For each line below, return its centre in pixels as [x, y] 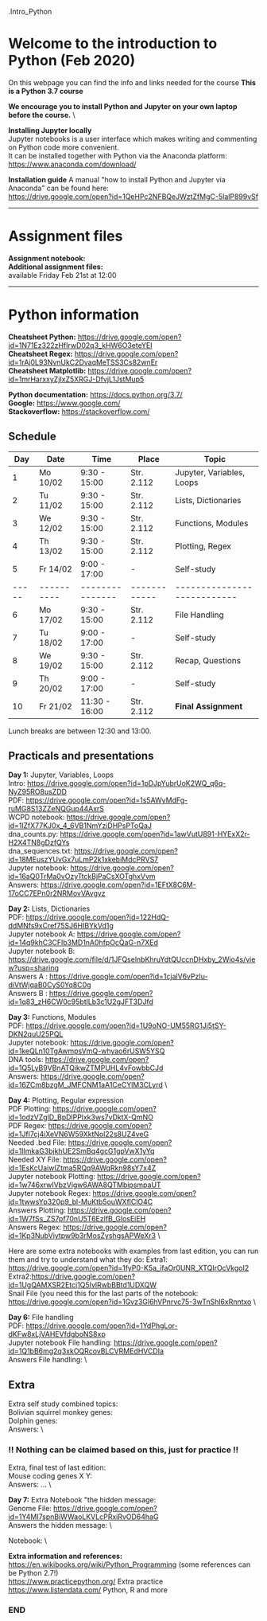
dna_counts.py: [33, 834]
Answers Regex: [35, 1227]
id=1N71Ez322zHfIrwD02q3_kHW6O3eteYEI [80, 345]
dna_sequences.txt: [41, 851]
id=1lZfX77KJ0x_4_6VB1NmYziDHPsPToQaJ [80, 826]
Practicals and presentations [81, 756]
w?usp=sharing [34, 968]
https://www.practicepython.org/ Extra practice [86, 1581]
